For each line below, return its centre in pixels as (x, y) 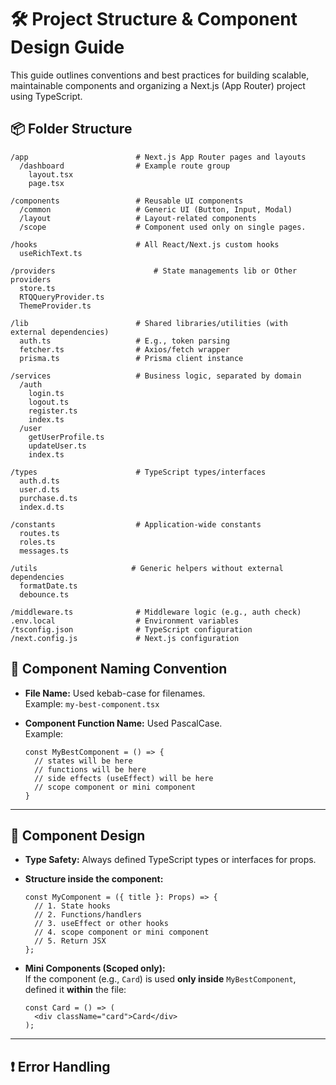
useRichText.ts (51, 253)
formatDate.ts (48, 586)
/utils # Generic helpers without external (147, 568)
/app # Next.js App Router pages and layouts (158, 157)
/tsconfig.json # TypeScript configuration (131, 629)
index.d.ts (42, 507)
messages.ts (44, 551)
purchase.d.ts (48, 498)
